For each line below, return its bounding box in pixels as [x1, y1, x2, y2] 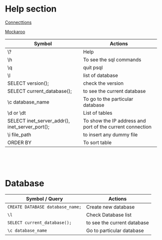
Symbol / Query [26, 195, 63, 202]
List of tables [83, 109, 112, 116]
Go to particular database [86, 227, 144, 234]
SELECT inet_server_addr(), [7, 117, 70, 124]
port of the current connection [83, 123, 152, 130]
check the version [83, 80, 124, 87]
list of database [83, 72, 118, 78]
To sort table [83, 139, 112, 146]
